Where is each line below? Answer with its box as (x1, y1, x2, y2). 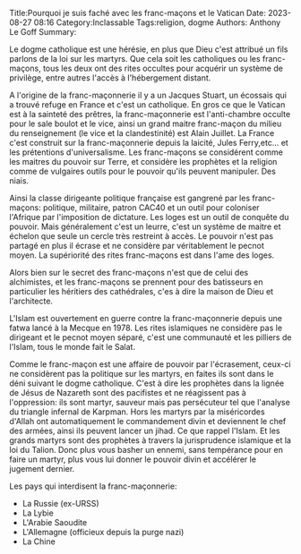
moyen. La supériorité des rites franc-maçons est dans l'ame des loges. (9, 250, 275, 260)
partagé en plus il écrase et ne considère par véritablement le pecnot (9, 241, 264, 251)
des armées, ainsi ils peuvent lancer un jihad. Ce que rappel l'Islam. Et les (9, 425, 280, 436)
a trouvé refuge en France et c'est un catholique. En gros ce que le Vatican (9, 99, 286, 110)
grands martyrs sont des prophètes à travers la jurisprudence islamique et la (9, 435, 291, 446)
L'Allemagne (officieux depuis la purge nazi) (21, 527, 185, 537)
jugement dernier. (9, 464, 75, 473)
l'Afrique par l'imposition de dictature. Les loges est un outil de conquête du (9, 212, 289, 222)
